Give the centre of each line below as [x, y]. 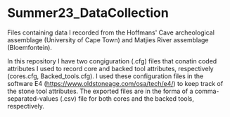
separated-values [33, 98]
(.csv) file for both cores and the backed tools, [127, 98]
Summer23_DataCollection [88, 13]
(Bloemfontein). [30, 47]
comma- [207, 91]
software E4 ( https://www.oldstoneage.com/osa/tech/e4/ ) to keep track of [115, 83]
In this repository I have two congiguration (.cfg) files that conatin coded [112, 61]
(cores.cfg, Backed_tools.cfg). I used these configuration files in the [106, 76]
